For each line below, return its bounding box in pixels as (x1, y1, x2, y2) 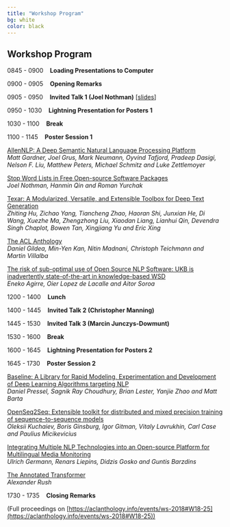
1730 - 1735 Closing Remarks (7, 491, 96, 500)
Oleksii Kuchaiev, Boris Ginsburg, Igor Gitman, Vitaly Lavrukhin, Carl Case (7, 423, 217, 431)
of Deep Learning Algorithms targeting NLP (7, 380, 129, 388)
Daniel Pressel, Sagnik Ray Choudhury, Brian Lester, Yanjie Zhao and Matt (7, 387, 218, 395)
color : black (7, 23, 44, 30)
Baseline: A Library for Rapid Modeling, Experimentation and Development (7, 373, 217, 381)
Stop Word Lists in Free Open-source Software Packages (7, 174, 168, 183)
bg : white (7, 16, 36, 23)
